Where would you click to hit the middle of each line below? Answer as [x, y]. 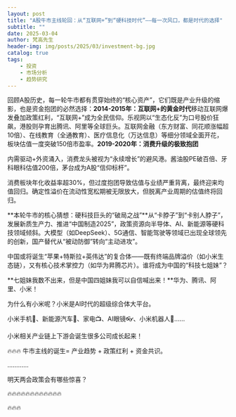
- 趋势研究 [34, 79]
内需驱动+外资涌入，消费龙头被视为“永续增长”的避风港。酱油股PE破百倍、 [114, 159]
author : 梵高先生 [31, 40]
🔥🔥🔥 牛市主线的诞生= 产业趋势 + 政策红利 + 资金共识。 [87, 351]
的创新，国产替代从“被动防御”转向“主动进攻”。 [74, 242]
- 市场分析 [34, 72]
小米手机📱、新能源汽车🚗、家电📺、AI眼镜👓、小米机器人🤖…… [96, 319]
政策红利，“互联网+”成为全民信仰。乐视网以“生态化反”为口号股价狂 [122, 117]
